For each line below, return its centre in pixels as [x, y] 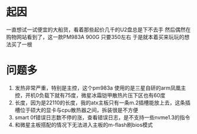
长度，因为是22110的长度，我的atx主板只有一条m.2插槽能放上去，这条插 [103, 102]
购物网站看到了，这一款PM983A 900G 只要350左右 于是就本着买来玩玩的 [95, 37]
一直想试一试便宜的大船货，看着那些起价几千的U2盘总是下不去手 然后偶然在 [98, 30]
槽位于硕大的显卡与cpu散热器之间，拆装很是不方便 [76, 110]
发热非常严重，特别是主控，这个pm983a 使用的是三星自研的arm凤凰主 [100, 88]
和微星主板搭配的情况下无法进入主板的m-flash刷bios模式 [84, 125]
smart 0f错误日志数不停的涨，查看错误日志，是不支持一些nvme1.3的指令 [102, 117]
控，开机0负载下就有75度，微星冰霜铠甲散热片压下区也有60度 [90, 95]
